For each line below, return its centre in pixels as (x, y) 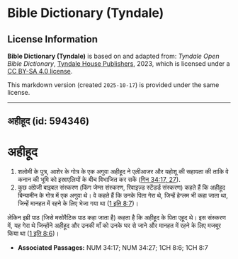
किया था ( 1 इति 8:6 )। (33, 234)
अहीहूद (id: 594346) (49, 121)
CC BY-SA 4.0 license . (40, 71)
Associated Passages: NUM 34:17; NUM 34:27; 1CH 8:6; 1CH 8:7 (113, 248)
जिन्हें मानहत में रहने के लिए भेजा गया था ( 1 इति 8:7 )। (78, 204)
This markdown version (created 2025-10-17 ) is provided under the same (113, 85)
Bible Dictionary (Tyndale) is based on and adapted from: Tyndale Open (113, 56)
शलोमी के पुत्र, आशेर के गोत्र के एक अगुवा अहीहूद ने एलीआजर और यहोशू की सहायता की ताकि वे (123, 172)
